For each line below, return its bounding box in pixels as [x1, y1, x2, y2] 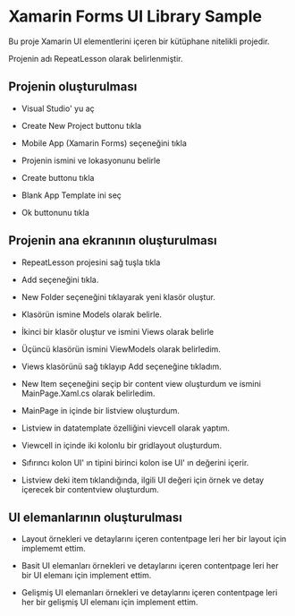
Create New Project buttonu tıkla [21, 120, 142, 131]
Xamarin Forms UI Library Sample [8, 6, 263, 27]
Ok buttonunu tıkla [21, 207, 90, 218]
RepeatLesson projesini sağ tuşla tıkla [21, 257, 161, 268]
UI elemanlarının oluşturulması [8, 509, 182, 525]
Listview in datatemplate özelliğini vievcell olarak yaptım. [21, 423, 230, 433]
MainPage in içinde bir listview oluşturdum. [21, 405, 181, 415]
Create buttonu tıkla [21, 172, 95, 183]
